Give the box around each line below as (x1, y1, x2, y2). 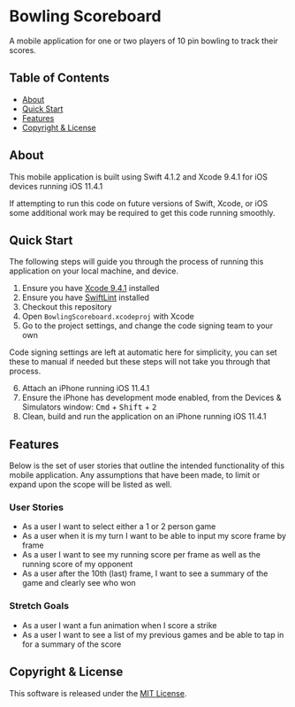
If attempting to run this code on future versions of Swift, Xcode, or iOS (9, 197, 269, 209)
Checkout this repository (21, 302, 112, 312)
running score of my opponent (21, 559, 133, 570)
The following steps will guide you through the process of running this (9, 257, 264, 267)
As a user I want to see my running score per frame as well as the (21, 549, 261, 560)
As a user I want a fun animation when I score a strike (21, 619, 217, 630)
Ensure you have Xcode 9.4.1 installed (21, 283, 160, 294)
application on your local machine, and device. (9, 265, 179, 276)
